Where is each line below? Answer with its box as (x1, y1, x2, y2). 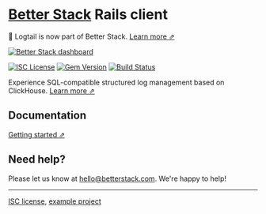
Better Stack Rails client (8, 6, 169, 24)
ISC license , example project (8, 196, 101, 206)
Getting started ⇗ (8, 130, 66, 139)
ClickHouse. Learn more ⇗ (8, 85, 95, 96)
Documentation (8, 109, 87, 122)
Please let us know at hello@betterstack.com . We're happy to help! (8, 174, 227, 183)
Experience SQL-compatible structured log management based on (8, 77, 225, 87)
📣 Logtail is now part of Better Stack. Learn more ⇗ (8, 32, 176, 41)
